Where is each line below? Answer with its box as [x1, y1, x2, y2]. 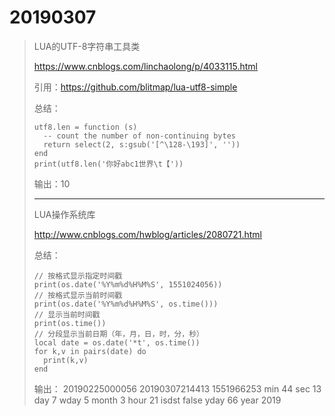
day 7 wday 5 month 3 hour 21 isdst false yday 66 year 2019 [33, 394, 282, 406]
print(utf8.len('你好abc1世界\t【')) [33, 159, 184, 169]
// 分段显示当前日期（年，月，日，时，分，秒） [33, 329, 204, 339]
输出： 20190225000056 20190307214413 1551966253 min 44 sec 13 [33, 382, 322, 395]
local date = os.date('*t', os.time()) [33, 337, 201, 348]
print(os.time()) [33, 318, 107, 328]
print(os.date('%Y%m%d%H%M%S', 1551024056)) [33, 279, 223, 290]
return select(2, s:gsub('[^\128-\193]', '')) [43, 139, 241, 150]
